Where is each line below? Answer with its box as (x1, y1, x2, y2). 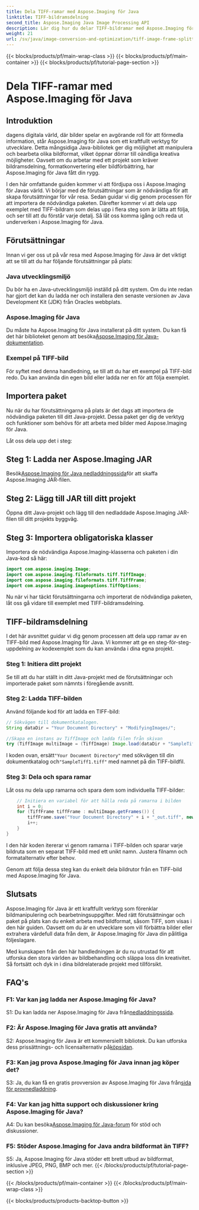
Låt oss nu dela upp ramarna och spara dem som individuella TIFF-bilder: (6, 786, 185, 793)
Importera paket (6, 391, 67, 401)
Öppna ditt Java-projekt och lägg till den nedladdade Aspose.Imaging (6, 509, 176, 516)
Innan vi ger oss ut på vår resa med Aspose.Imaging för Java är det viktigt (6, 251, 187, 258)
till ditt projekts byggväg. (18, 516, 79, 523)
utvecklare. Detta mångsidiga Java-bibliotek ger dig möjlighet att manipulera (6, 144, 193, 151)
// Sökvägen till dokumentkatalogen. (6, 719, 99, 725)
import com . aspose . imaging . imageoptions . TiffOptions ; (6, 582, 142, 588)
